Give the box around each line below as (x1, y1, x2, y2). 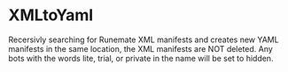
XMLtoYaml (8, 5, 94, 25)
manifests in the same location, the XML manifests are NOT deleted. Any (8, 43, 274, 54)
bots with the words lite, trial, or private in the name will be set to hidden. (8, 53, 274, 63)
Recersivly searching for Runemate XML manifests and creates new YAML (8, 34, 280, 45)
